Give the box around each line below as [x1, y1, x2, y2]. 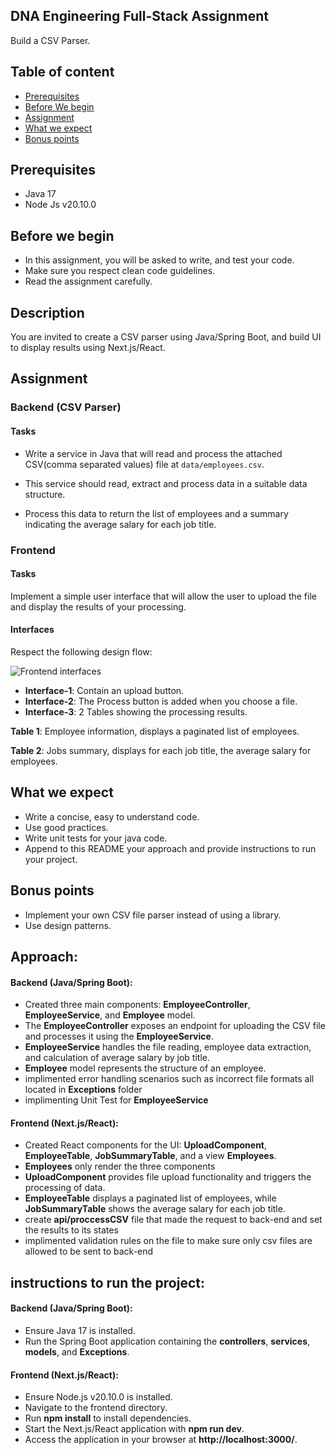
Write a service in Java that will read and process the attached [24, 447, 283, 459]
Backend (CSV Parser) [10, 400, 122, 414]
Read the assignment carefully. [24, 275, 153, 288]
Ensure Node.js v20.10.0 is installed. [24, 1391, 173, 1403]
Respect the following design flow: [10, 645, 153, 658]
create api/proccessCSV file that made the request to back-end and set [24, 1214, 323, 1226]
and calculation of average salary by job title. [24, 1052, 211, 1064]
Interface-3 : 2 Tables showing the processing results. [24, 705, 248, 718]
